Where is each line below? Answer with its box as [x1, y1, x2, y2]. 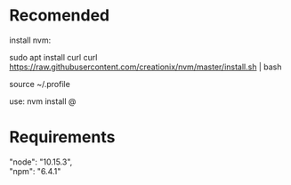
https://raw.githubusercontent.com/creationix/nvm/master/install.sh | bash [9, 61, 282, 72]
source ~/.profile [9, 78, 71, 89]
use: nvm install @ [9, 95, 77, 107]
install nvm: [9, 35, 52, 45]
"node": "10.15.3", [9, 157, 73, 167]
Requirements [9, 127, 116, 148]
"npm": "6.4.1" [9, 165, 61, 176]
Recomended [9, 5, 110, 26]
